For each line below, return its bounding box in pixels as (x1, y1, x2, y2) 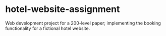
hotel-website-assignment (5, 3, 120, 15)
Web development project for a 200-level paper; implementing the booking (5, 20, 161, 26)
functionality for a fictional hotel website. (5, 25, 90, 31)
